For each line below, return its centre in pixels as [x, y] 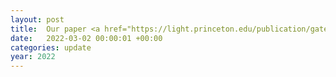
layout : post [37, 19]
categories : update [51, 47]
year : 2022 [33, 57]
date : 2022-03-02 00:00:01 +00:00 [86, 38]
